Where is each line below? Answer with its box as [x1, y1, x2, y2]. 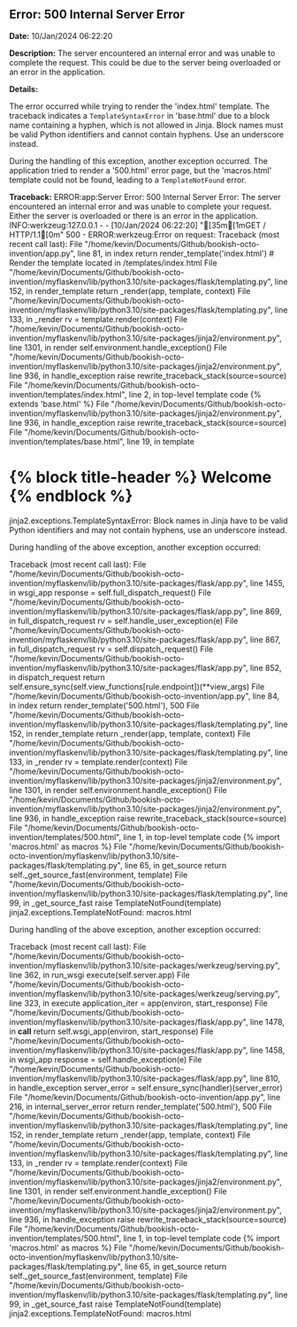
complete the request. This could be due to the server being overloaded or [9, 57, 281, 67]
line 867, [250, 634, 281, 644]
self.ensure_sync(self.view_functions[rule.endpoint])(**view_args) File [9, 681, 265, 691]
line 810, [250, 1073, 281, 1084]
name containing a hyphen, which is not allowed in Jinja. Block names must [9, 120, 284, 130]
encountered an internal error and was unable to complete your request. [9, 201, 272, 212]
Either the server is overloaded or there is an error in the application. [9, 210, 258, 220]
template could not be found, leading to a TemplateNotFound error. [9, 174, 247, 185]
